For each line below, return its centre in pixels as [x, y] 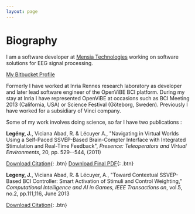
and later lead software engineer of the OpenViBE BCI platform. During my [95, 92]
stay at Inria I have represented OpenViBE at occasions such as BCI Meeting [98, 98]
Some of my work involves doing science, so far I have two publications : [94, 122]
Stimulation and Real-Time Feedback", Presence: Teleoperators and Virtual [96, 146]
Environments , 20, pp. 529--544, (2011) [54, 152]
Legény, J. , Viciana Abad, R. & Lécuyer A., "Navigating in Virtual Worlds [93, 133]
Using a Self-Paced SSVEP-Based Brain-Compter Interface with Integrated [96, 140]
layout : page [22, 11]
